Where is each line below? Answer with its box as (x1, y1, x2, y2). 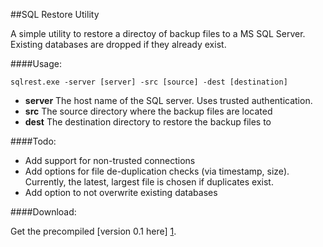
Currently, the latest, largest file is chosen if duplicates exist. (24, 176, 274, 188)
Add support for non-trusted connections (24, 155, 196, 166)
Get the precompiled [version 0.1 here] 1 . (10, 225, 177, 237)
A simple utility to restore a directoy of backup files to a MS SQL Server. (10, 28, 306, 39)
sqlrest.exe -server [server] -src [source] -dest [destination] (10, 77, 288, 87)
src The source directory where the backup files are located (24, 105, 273, 117)
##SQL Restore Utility (10, 9, 100, 20)
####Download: (10, 206, 77, 218)
